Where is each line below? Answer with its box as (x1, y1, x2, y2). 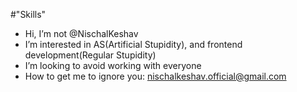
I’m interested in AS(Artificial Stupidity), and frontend (24, 39, 243, 50)
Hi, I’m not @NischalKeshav (24, 28, 139, 39)
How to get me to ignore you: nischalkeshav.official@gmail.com (24, 70, 287, 82)
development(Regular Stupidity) (24, 49, 157, 61)
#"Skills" (10, 9, 47, 20)
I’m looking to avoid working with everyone (24, 60, 202, 71)
